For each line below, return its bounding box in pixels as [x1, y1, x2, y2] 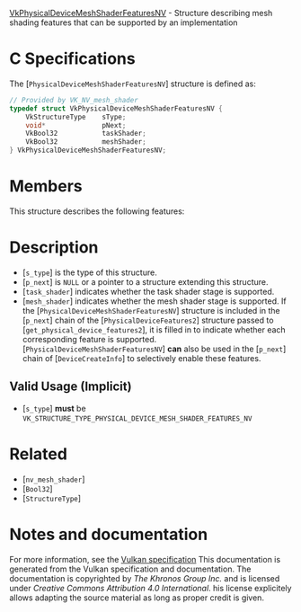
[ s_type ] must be [22, 403, 87, 413]
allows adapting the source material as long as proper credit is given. [9, 592, 265, 603]
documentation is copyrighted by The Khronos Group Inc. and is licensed [9, 572, 280, 583]
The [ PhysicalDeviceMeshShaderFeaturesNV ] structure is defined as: [9, 78, 256, 89]
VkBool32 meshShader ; [25, 137, 146, 146]
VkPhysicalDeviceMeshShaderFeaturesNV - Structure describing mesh [9, 8, 273, 18]
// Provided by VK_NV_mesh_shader [9, 95, 139, 104]
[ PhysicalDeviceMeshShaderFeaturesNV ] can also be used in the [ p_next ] [22, 343, 287, 354]
